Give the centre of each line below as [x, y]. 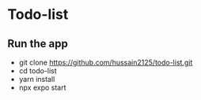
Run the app [38, 44]
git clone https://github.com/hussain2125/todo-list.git [106, 62]
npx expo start [42, 87]
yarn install [37, 79]
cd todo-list [38, 71]
